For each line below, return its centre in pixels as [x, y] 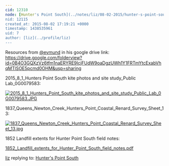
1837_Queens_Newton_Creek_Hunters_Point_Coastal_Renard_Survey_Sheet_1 [84, 108]
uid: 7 [12, 33]
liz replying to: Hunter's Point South [42, 158]
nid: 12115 [17, 19]
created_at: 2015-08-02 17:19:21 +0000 [47, 24]
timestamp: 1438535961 [29, 29]
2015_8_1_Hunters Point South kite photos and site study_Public [71, 78]
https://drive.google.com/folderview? [44, 57]
